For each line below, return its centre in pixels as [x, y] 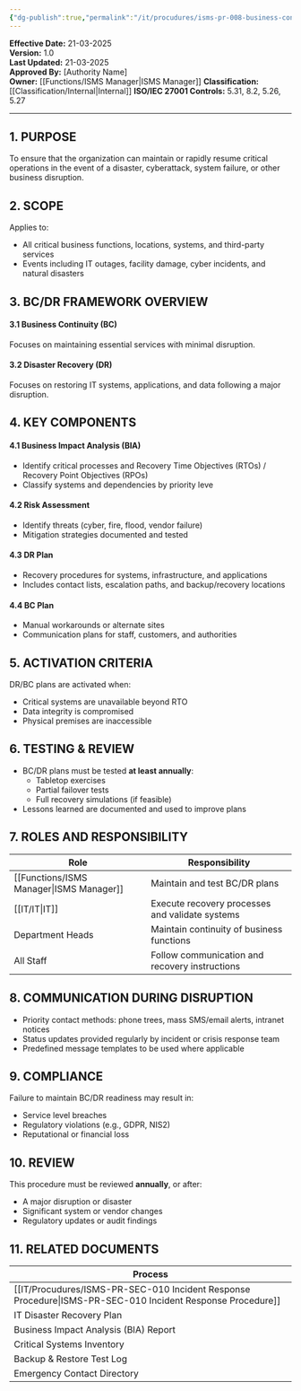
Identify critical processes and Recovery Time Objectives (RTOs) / [144, 465]
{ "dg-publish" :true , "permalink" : [72, 17]
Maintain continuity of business [217, 929]
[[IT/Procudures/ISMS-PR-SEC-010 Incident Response [132, 1289]
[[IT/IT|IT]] [36, 909]
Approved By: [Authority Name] [69, 72]
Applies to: [29, 227]
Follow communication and [207, 955]
